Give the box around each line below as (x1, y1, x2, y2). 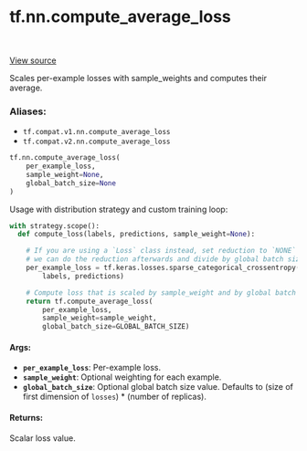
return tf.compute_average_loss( (26, 297, 153, 306)
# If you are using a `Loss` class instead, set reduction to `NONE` (26, 246, 297, 256)
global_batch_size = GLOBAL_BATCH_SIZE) (42, 322, 190, 331)
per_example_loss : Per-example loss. (22, 362, 162, 373)
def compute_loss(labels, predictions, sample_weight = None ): (17, 230, 256, 239)
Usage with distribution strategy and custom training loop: (9, 204, 228, 215)
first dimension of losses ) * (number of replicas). (22, 391, 207, 403)
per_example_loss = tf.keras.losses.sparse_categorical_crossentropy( (26, 263, 301, 273)
